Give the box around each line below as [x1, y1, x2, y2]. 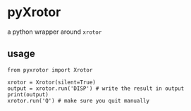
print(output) [7, 91, 49, 98]
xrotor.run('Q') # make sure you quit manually [7, 97, 150, 104]
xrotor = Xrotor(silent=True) [7, 79, 97, 86]
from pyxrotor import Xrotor [7, 66, 93, 74]
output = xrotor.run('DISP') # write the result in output [7, 85, 185, 92]
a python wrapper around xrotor [7, 27, 102, 36]
